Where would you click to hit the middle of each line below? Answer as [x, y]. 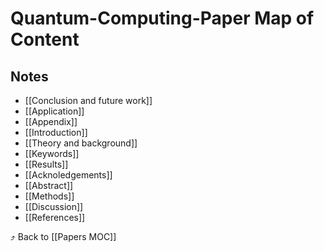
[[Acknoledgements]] [68, 175]
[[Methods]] [49, 196]
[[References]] [55, 217]
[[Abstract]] [49, 185]
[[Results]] [46, 164]
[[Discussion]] [54, 206]
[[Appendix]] [51, 121]
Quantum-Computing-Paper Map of [162, 18]
